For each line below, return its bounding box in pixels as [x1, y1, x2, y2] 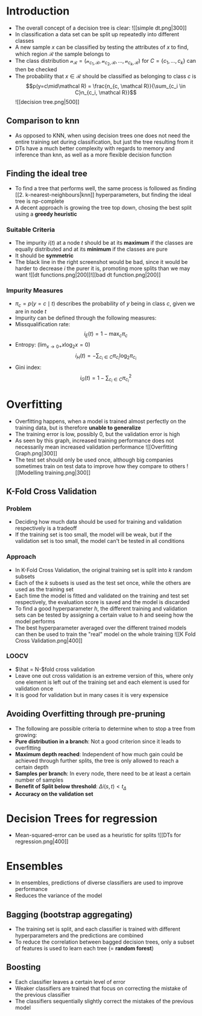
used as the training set [14, 585, 74, 593]
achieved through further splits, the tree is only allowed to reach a [14, 757, 179, 764]
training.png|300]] [45, 469, 91, 476]
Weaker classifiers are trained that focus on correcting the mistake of [14, 985, 188, 992]
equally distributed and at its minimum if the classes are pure [14, 245, 168, 252]
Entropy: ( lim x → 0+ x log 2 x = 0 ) [14, 341, 90, 350]
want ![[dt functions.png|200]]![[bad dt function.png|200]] [14, 271, 161, 278]
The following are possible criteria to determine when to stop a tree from [14, 725, 195, 732]
